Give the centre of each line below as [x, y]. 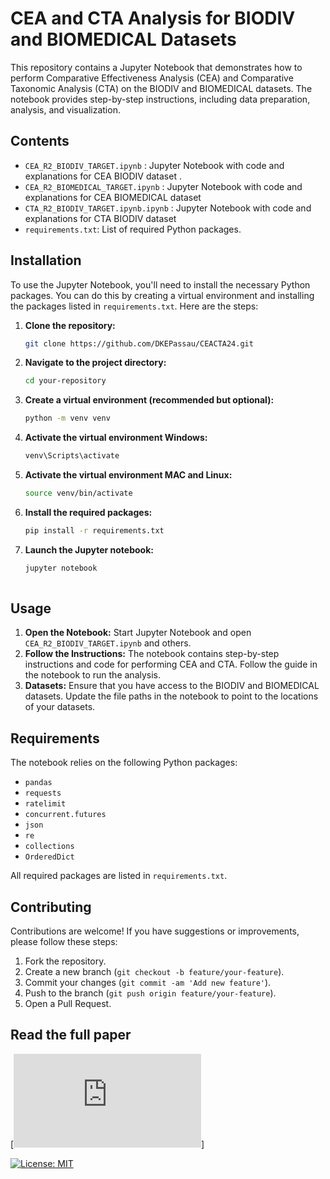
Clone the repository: [70, 325]
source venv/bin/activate [78, 493]
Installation [46, 260]
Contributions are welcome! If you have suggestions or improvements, [155, 931]
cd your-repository [65, 381]
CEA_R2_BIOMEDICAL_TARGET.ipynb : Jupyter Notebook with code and [163, 186]
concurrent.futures [65, 815]
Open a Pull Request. [68, 1003]
